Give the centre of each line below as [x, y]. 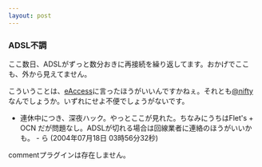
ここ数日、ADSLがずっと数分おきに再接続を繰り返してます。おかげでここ [129, 64]
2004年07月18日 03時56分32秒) [105, 137]
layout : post [30, 16]
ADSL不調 [28, 45]
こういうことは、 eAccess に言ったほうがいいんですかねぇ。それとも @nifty [131, 91]
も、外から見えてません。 [50, 74]
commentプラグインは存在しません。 [69, 155]
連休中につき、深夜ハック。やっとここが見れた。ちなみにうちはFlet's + [137, 117]
